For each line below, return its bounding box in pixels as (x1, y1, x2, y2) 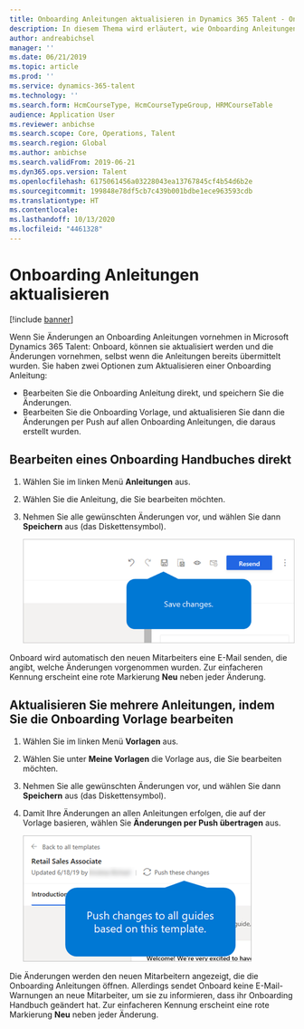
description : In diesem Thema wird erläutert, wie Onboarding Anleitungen (9, 24, 298, 33)
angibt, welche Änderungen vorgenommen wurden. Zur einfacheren (9, 662, 263, 672)
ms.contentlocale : (9, 205, 79, 214)
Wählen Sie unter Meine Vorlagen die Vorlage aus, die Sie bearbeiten (22, 753, 282, 764)
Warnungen (9, 989, 53, 1000)
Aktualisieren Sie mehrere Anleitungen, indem (9, 698, 275, 713)
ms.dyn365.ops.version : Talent (9, 167, 128, 176)
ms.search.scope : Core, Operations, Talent (9, 129, 176, 138)
